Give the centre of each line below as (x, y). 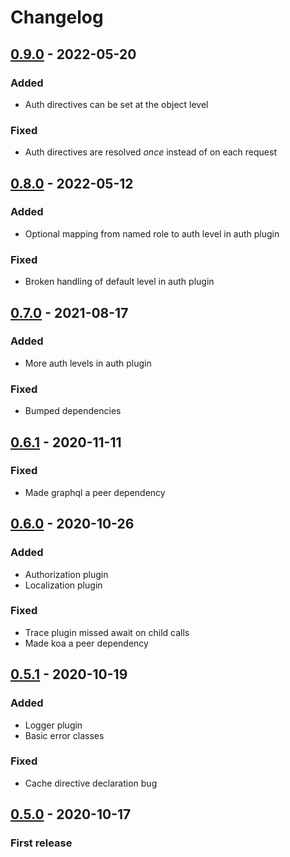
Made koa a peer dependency (86, 643)
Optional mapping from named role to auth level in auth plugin (152, 233)
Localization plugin (63, 585)
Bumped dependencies (73, 411)
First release (41, 843)
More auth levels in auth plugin (88, 363)
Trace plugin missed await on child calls (107, 632)
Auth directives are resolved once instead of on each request (150, 152)
